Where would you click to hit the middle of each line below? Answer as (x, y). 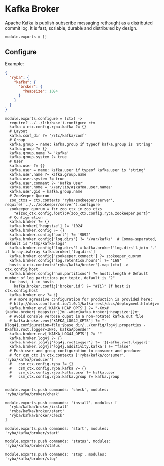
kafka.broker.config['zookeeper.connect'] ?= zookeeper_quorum (75, 256)
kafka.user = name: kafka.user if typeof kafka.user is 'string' (78, 170)
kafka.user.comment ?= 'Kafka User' (47, 183)
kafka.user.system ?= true (37, 179)
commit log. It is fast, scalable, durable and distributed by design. (71, 28)
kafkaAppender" (75, 329)
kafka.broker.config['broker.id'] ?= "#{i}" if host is (72, 286)
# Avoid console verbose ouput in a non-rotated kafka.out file (77, 316)
